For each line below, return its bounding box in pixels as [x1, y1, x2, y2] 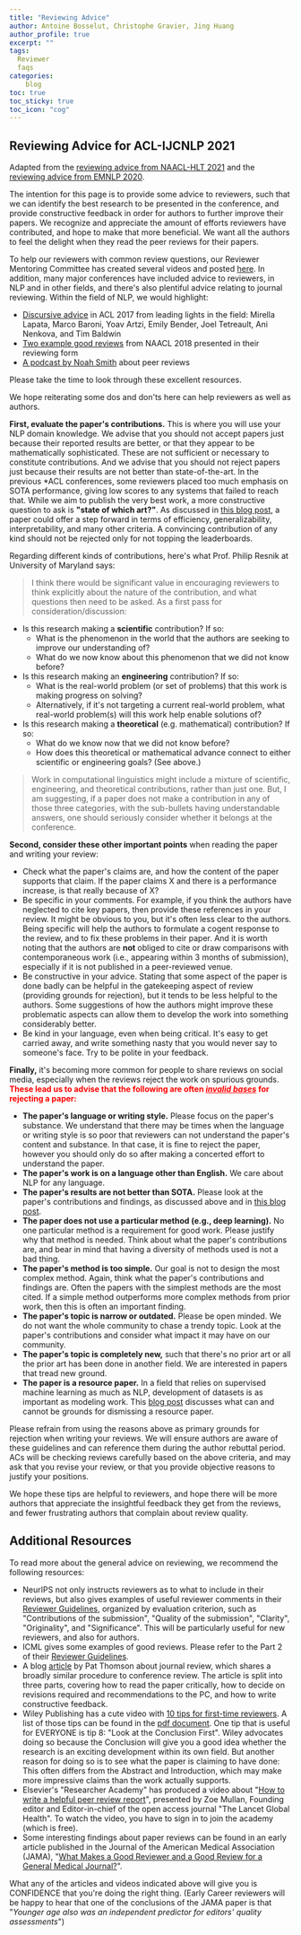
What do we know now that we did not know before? [35, 737, 230, 749]
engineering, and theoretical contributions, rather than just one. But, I [30, 784, 287, 795]
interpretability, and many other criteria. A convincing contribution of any [9, 524, 278, 535]
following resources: [9, 1566, 85, 1577]
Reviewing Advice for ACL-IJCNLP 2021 [9, 138, 236, 153]
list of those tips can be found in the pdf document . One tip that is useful [21, 1717, 291, 1728]
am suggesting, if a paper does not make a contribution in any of [30, 793, 271, 804]
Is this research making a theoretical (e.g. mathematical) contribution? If [21, 719, 290, 729]
